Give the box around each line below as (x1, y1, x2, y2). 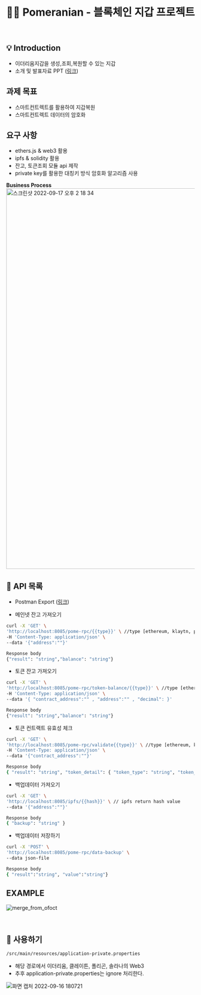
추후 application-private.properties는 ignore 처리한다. (14, 970, 144, 977)
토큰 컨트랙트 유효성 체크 (14, 724, 73, 731)
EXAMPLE (6, 888, 45, 898)
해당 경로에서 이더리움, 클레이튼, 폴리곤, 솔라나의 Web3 (14, 963, 145, 970)
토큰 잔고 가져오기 (14, 668, 57, 675)
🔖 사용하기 (6, 934, 43, 945)
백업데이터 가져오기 (14, 780, 60, 788)
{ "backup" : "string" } (6, 821, 66, 827)
